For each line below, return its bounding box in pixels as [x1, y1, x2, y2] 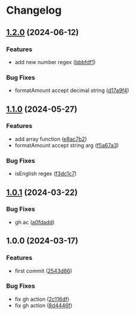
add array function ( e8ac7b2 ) [14, 135, 87, 143]
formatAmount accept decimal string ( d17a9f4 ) [14, 87, 130, 94]
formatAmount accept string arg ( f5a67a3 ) [14, 141, 119, 149]
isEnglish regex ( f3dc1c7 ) [14, 170, 77, 177]
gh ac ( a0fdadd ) [14, 218, 55, 226]
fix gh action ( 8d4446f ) [14, 301, 73, 309]
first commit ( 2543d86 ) [14, 267, 73, 274]
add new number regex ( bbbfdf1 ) [14, 58, 96, 65]
